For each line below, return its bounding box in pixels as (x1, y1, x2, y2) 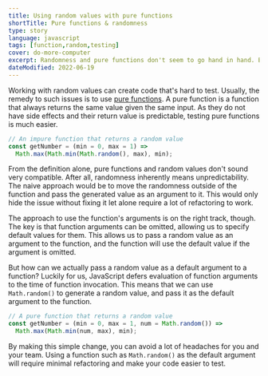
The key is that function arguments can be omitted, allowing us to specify (8, 222, 250, 232)
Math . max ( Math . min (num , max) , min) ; (15, 327, 137, 335)
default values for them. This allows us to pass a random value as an (8, 231, 234, 240)
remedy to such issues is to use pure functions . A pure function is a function (8, 93, 259, 104)
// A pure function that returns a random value (8, 312, 173, 320)
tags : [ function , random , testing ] (8, 42, 120, 49)
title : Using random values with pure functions (8, 11, 173, 20)
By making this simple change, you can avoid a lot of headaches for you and (8, 342, 259, 351)
